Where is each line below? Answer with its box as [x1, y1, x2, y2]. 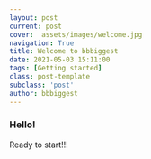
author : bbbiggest [9, 89, 78, 98]
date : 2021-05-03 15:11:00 [9, 55, 111, 64]
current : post [9, 22, 63, 31]
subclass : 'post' [9, 80, 75, 89]
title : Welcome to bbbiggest [9, 47, 119, 56]
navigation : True [9, 38, 75, 48]
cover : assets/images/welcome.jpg [9, 30, 143, 39]
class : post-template [9, 72, 91, 81]
